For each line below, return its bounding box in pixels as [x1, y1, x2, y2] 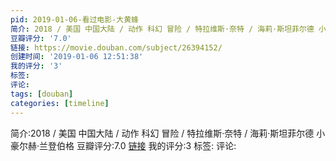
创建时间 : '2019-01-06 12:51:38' [10, 52, 144, 62]
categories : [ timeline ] [10, 98, 110, 108]
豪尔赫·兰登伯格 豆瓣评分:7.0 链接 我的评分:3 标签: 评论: [10, 139, 237, 151]
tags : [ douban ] [10, 89, 74, 99]
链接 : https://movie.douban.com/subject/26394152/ [10, 42, 223, 53]
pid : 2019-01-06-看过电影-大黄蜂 [10, 14, 139, 25]
